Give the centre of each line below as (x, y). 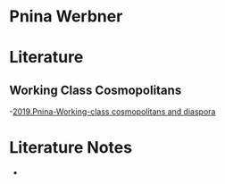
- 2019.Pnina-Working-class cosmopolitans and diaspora (112, 112)
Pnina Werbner (66, 17)
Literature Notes (71, 148)
